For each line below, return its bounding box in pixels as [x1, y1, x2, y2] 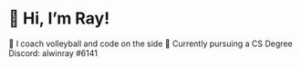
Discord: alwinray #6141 [8, 47, 98, 58]
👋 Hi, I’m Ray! [8, 8, 110, 29]
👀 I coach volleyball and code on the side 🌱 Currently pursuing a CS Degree [8, 38, 293, 49]
